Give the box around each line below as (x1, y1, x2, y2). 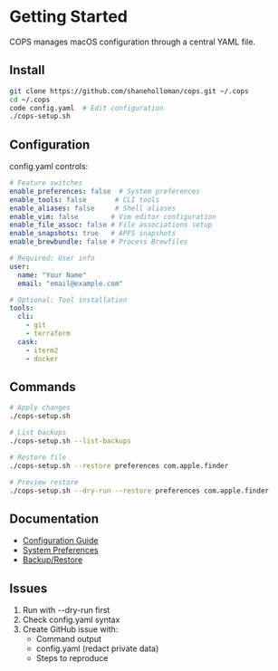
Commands (9, 379, 77, 395)
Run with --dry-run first (22, 605, 110, 615)
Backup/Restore (22, 554, 83, 565)
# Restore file (9, 453, 67, 462)
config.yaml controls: (9, 161, 89, 172)
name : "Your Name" (17, 270, 88, 280)
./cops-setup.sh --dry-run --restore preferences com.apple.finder (9, 486, 270, 495)
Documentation (9, 511, 100, 526)
